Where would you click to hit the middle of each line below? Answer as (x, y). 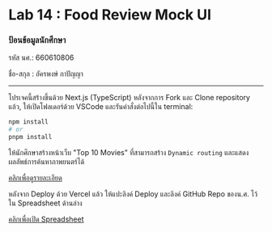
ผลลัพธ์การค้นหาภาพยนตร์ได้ (47, 162)
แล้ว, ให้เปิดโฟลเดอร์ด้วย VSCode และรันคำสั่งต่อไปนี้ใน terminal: (101, 107)
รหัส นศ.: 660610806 (41, 57)
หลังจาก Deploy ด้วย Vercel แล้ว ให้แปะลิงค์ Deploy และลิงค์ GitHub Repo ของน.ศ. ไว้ (133, 194)
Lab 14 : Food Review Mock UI (110, 15)
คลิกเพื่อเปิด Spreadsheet (46, 219)
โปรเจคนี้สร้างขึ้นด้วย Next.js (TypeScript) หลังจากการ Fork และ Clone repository (130, 98)
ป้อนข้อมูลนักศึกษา (37, 40)
